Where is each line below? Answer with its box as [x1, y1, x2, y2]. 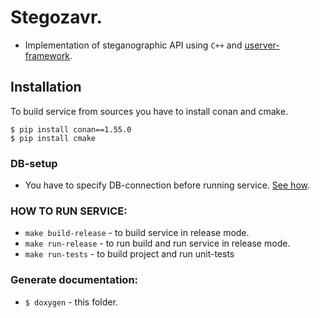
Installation [10, 79, 82, 96]
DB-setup [10, 156, 58, 170]
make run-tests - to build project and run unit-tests [24, 248, 235, 260]
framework [24, 49, 71, 61]
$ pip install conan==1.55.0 [10, 124, 132, 135]
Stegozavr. [10, 6, 103, 29]
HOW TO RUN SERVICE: [10, 204, 128, 218]
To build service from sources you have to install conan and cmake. [10, 105, 289, 117]
